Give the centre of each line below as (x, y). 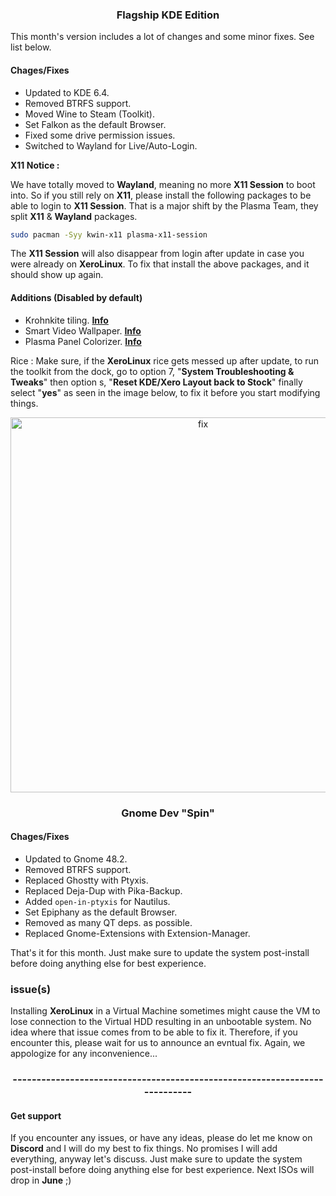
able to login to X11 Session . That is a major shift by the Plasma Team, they (164, 205)
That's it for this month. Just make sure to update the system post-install (160, 952)
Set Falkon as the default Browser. (95, 124)
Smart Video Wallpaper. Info (83, 330)
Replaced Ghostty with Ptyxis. (86, 880)
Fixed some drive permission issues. (100, 135)
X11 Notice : (35, 165)
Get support (36, 1115)
